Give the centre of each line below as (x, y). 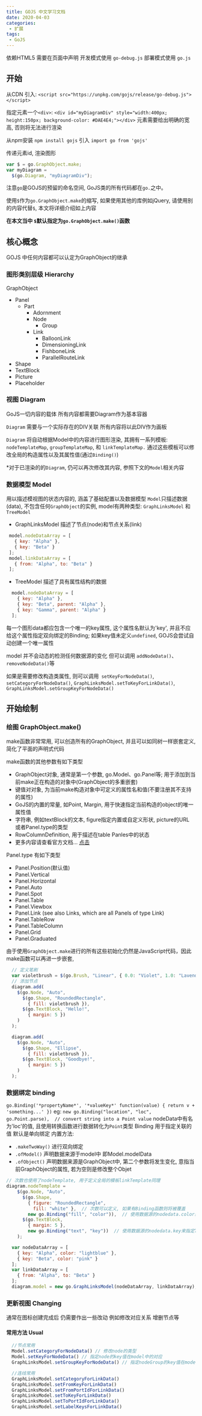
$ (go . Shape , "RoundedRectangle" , (64, 998)
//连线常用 (23, 1373)
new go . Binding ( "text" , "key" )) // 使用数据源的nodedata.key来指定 (111, 1231)
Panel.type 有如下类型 (34, 855)
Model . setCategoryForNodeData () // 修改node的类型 (74, 1351)
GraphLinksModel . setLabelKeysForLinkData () (67, 1407)
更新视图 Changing (34, 1303)
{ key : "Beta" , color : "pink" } (57, 1259)
